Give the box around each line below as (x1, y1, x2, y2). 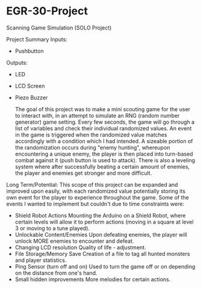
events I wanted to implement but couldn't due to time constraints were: (6, 200, 185, 207)
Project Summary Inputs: (6, 35, 68, 43)
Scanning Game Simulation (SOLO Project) (6, 24, 112, 31)
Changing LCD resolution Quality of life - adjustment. (14, 243, 146, 251)
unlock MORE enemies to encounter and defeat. (14, 237, 134, 245)
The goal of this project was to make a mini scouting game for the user (14, 105, 191, 112)
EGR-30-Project (6, 4, 88, 18)
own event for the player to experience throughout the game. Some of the (6, 193, 190, 201)
